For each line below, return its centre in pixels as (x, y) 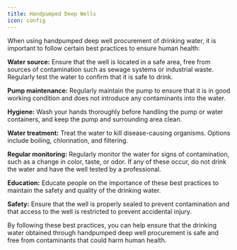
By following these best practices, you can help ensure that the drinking (112, 225)
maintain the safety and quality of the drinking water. (84, 190)
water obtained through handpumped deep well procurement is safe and (113, 232)
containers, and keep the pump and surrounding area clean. (95, 119)
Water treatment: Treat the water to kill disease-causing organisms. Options (119, 133)
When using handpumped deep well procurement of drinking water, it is (112, 40)
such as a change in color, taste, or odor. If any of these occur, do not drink (117, 161)
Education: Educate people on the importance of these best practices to (113, 183)
